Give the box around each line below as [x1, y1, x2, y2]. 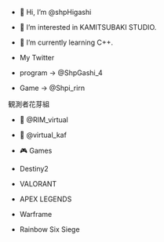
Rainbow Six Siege [19, 225, 80, 234]
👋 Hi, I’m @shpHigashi [19, 8, 92, 16]
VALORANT [19, 179, 57, 188]
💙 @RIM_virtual [19, 115, 68, 125]
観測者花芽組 [8, 99, 49, 109]
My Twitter [19, 53, 55, 62]
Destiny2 [19, 164, 49, 173]
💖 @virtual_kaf [19, 130, 67, 139]
